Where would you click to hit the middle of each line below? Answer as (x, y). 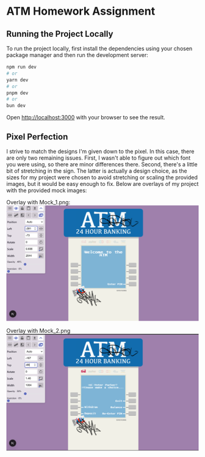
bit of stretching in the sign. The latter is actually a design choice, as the (97, 171)
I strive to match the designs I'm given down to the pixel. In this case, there (100, 151)
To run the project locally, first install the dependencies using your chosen (99, 48)
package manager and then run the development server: (77, 55)
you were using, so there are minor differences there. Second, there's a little (102, 164)
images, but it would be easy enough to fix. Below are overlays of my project (103, 184)
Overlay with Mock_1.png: (38, 202)
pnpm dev (17, 93)
